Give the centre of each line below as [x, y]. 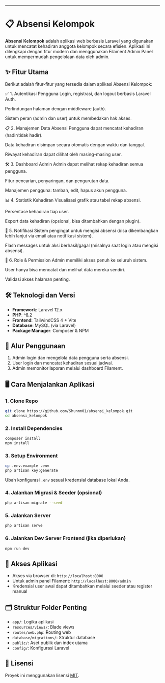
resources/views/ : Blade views [43, 627]
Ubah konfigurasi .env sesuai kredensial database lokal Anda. [68, 480]
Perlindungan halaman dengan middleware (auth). [56, 108]
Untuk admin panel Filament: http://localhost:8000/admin [71, 581]
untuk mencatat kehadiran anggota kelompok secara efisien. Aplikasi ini [78, 46]
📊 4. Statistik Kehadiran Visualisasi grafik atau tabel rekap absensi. [73, 200]
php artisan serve [24, 526]
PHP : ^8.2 [22, 315]
